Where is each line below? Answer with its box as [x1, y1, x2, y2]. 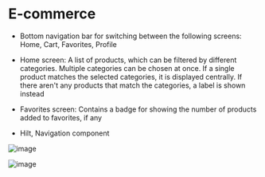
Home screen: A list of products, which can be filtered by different [19, 55, 237, 65]
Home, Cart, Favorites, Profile [19, 39, 117, 49]
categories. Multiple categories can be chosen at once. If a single [19, 63, 235, 73]
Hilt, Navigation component [19, 128, 110, 138]
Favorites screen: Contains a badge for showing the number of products [19, 104, 257, 114]
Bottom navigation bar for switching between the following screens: [19, 31, 242, 41]
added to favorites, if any [19, 112, 102, 122]
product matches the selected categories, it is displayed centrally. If [19, 72, 243, 81]
